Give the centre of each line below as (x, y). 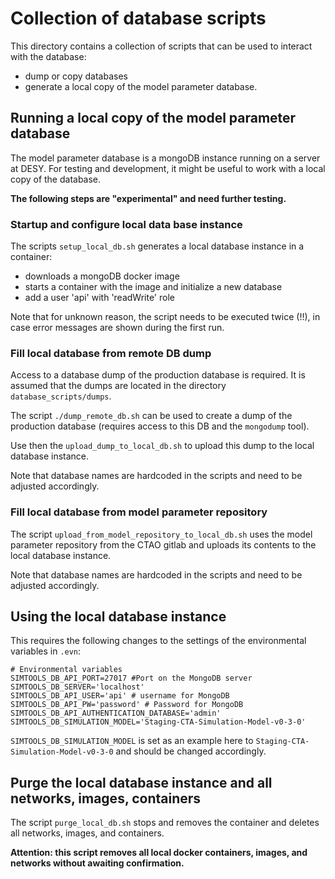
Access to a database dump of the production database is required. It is (158, 375)
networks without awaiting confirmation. (97, 863)
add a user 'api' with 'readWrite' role (99, 298)
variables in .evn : (46, 651)
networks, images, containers (106, 798)
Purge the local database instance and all (141, 782)
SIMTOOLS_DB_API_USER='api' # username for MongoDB (120, 696)
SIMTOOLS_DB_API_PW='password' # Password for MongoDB (127, 705)
